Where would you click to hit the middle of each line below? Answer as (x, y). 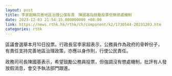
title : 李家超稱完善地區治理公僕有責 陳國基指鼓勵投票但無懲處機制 (69, 15)
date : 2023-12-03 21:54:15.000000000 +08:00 (53, 20)
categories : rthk (24, 29)
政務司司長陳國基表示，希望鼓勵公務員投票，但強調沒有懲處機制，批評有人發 (86, 62)
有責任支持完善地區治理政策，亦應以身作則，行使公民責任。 (68, 51)
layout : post (19, 10)
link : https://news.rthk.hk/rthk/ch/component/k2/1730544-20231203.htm (83, 24)
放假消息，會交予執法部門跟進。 (39, 68)
